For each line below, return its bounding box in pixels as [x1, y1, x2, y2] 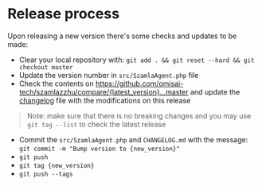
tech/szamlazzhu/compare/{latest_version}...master [18, 87, 189, 96]
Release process [7, 5, 120, 23]
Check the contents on [18, 79, 95, 88]
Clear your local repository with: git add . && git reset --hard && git [18, 55, 255, 64]
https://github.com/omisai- [95, 79, 184, 88]
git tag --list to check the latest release [26, 119, 166, 129]
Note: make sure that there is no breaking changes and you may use [26, 110, 252, 120]
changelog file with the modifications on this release [18, 95, 191, 105]
